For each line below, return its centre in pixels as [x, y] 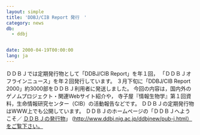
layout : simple [25, 12]
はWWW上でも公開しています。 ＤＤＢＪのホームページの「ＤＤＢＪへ [93, 111]
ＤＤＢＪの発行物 [44, 118]
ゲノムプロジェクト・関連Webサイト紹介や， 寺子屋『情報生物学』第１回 [96, 96]
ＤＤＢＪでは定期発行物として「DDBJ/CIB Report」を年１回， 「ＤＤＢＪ [96, 73]
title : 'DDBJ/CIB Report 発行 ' [46, 17]
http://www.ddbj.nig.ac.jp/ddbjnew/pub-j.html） [133, 118]
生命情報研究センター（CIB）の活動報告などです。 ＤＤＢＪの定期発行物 [105, 103]
